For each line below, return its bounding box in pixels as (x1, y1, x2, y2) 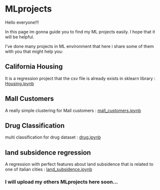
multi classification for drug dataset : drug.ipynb (5, 134, 101, 140)
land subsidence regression (5, 148, 91, 157)
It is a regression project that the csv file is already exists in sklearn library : (5, 75, 156, 81)
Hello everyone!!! (5, 19, 39, 25)
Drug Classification (5, 121, 64, 129)
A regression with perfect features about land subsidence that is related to (5, 161, 154, 167)
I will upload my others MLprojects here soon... (5, 178, 118, 185)
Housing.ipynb (5, 80, 34, 86)
